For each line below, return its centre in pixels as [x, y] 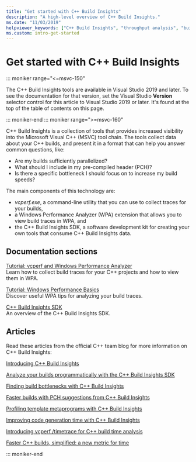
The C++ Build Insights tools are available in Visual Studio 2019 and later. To [97, 90]
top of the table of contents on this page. [55, 108]
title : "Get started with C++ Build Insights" [64, 11]
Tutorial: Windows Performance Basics [52, 289]
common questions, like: [36, 150]
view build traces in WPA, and [50, 221]
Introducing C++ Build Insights [43, 363]
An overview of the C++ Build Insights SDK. [58, 313]
